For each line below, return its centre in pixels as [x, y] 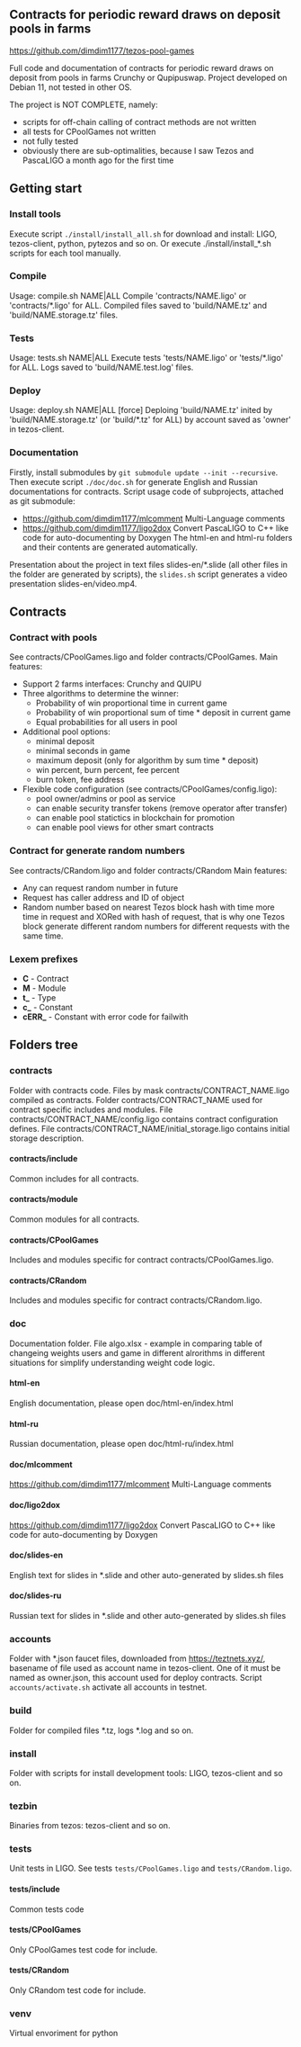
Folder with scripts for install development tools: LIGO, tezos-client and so [146, 1773]
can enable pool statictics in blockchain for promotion [135, 818]
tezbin [23, 1806]
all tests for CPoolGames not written [89, 131]
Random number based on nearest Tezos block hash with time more [149, 907]
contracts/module [44, 1199]
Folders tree [44, 1045]
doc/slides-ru [35, 1595]
